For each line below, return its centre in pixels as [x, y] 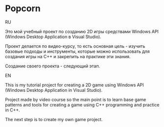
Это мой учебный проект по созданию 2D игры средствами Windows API [82, 31]
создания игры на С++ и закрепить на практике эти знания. [68, 56]
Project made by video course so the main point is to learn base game [76, 99]
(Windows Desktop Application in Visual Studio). [54, 90]
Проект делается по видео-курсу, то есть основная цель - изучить [75, 46]
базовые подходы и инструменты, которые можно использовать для [78, 51]
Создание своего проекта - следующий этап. [53, 66]
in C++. [13, 110]
